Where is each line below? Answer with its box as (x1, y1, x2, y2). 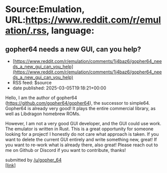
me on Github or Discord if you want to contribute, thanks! (5, 147, 126, 153)
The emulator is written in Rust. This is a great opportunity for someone (5, 126, 154, 132)
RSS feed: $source (12, 79, 52, 85)
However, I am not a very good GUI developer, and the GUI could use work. (5, 121, 161, 126)
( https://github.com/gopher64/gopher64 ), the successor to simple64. (5, 100, 150, 106)
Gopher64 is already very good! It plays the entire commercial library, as (5, 106, 156, 111)
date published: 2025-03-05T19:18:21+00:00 (12, 85, 106, 91)
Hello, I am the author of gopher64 (5, 95, 77, 101)
